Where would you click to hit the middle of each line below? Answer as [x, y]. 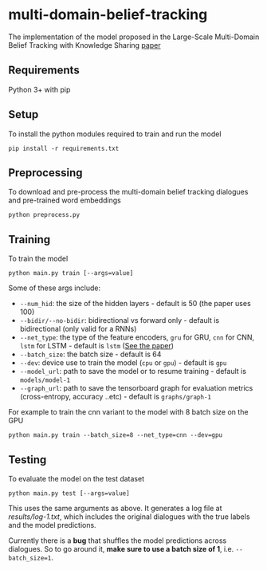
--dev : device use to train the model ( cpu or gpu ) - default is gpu [123, 363]
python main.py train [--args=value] [71, 273]
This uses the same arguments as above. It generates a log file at [115, 508]
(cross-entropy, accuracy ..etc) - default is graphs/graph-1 [115, 397]
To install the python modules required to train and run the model [115, 134]
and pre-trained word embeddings [65, 200]
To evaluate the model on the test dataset [77, 479]
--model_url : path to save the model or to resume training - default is [133, 371]
